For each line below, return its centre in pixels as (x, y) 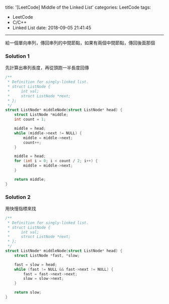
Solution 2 (18, 197)
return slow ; (28, 292)
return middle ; (30, 179)
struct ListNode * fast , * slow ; (47, 255)
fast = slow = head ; (36, 264)
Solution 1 (17, 56)
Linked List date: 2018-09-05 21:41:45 (52, 28)
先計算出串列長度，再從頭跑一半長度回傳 (47, 68)
